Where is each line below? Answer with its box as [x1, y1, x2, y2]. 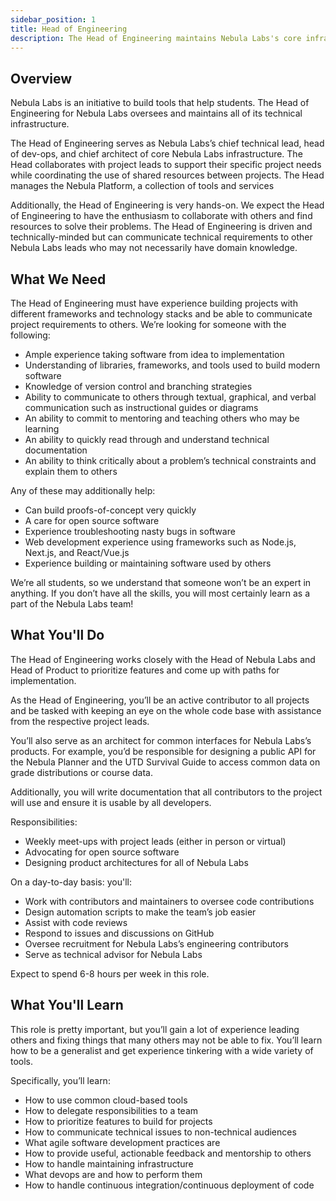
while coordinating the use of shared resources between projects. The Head [10, 169, 325, 181]
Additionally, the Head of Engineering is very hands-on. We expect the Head [10, 199, 325, 211]
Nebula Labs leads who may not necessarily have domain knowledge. [10, 242, 298, 254]
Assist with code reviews [24, 916, 128, 928]
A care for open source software [24, 515, 160, 526]
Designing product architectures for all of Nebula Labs [24, 856, 249, 868]
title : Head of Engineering [10, 24, 128, 34]
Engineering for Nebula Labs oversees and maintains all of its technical [10, 107, 303, 120]
